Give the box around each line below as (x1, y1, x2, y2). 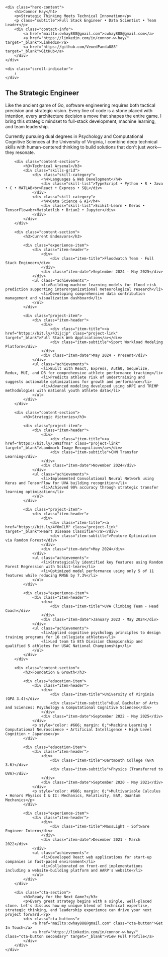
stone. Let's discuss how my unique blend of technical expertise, (5, 903, 150, 908)
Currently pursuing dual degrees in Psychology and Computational (5, 133, 143, 139)
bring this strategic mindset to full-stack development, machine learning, (5, 118, 156, 124)
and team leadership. (5, 123, 49, 129)
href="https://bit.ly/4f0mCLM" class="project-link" (5, 524, 118, 529)
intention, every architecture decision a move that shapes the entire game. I (5, 113, 162, 119)
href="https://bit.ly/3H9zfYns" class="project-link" (5, 441, 121, 446)
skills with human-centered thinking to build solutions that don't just (5, 144, 146, 150)
